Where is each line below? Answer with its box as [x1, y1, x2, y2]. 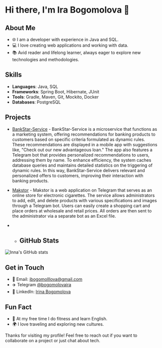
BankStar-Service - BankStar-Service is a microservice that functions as [12, 126, 157, 132]
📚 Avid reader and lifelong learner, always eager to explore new [12, 50, 141, 55]
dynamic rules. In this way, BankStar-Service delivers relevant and [12, 167, 145, 173]
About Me [5, 24, 36, 32]
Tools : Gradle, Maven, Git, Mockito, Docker [12, 94, 99, 100]
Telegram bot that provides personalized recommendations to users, [12, 152, 150, 157]
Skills [5, 70, 22, 79]
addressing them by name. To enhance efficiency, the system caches [12, 157, 152, 163]
